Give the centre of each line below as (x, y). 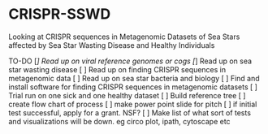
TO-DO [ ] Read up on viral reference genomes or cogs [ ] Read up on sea (130, 61)
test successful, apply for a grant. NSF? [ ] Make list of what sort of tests (130, 112)
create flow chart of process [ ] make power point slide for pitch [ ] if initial (133, 104)
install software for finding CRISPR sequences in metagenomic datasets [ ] (133, 87)
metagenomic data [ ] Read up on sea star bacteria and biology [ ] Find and (134, 78)
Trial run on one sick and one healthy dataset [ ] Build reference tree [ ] (127, 95)
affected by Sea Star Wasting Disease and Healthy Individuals (112, 45)
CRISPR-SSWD (60, 14)
